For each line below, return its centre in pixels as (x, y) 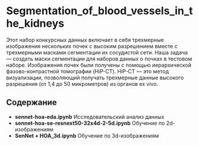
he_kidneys (35, 23)
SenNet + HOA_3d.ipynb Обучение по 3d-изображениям (87, 136)
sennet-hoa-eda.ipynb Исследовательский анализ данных (89, 117)
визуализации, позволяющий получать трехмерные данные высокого (95, 78)
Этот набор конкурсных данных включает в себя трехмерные (85, 40)
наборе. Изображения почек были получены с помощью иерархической (99, 65)
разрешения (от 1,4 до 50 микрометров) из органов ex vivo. (82, 83)
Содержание (32, 103)
